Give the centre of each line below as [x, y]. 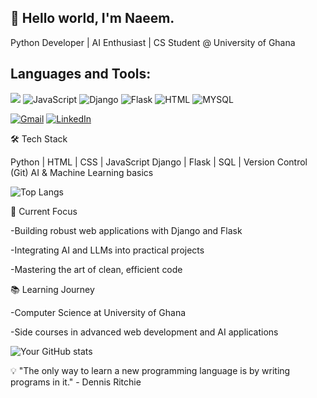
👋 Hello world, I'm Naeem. [92, 18]
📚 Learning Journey [52, 289]
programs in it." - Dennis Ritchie [76, 382]
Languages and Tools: [81, 74]
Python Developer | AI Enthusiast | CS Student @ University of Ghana [153, 42]
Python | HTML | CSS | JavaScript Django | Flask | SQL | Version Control [159, 162]
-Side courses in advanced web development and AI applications [144, 332]
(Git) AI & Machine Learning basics [82, 172]
